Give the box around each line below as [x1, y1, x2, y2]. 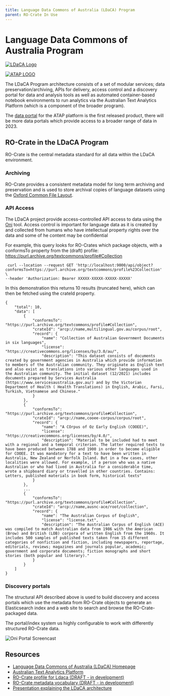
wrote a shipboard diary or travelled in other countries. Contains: [5, 469, 156, 474]
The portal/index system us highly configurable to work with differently [5, 620, 154, 627]
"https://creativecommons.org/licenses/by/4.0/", [5, 433, 113, 438]
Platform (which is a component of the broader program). [5, 102, 125, 109]
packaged [5, 610, 26, 616]
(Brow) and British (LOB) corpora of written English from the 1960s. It [5, 531, 165, 536]
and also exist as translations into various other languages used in [5, 366, 158, 372]
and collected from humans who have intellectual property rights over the [5, 227, 159, 233]
